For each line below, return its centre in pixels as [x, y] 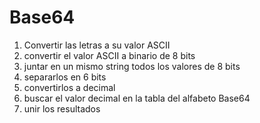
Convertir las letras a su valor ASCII [97, 45]
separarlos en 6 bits [65, 77]
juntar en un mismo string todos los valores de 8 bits [132, 66]
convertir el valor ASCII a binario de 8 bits [109, 55]
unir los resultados [62, 108]
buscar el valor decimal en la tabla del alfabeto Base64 [137, 98]
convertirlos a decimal [69, 87]
